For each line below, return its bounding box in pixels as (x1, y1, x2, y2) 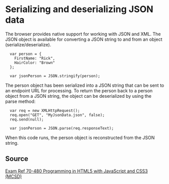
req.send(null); (10, 117, 44, 122)
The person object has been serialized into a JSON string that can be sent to (5, 82, 164, 88)
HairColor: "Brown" (14, 60, 55, 65)
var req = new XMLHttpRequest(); (10, 108, 80, 113)
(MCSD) (5, 173, 22, 179)
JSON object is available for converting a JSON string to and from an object (5, 36, 162, 42)
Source (5, 155, 29, 163)
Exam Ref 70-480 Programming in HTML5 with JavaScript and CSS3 (5, 168, 148, 174)
